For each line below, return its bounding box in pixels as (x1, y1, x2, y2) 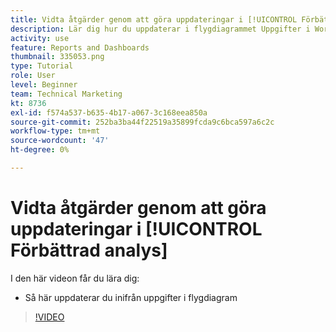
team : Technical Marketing (10, 89, 123, 99)
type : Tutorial (10, 61, 74, 71)
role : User (10, 71, 56, 81)
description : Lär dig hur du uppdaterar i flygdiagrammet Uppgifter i (10, 24, 311, 34)
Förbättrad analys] (10, 239, 168, 262)
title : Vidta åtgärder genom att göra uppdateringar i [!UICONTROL (10, 14, 298, 25)
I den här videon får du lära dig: (10, 272, 140, 284)
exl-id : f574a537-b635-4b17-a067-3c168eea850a (10, 107, 208, 118)
